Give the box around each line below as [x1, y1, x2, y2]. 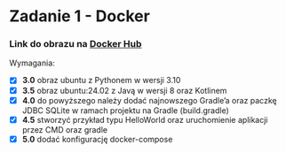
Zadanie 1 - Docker [9, 6, 151, 27]
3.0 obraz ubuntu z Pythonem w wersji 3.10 [21, 75, 181, 86]
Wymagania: [9, 57, 55, 68]
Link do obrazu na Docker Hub [9, 38, 142, 50]
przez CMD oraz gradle [21, 124, 108, 134]
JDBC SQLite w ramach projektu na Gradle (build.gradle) [21, 104, 229, 116]
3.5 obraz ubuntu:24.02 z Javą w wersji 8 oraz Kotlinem [21, 85, 227, 96]
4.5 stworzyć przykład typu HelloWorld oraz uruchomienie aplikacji [21, 114, 268, 125]
